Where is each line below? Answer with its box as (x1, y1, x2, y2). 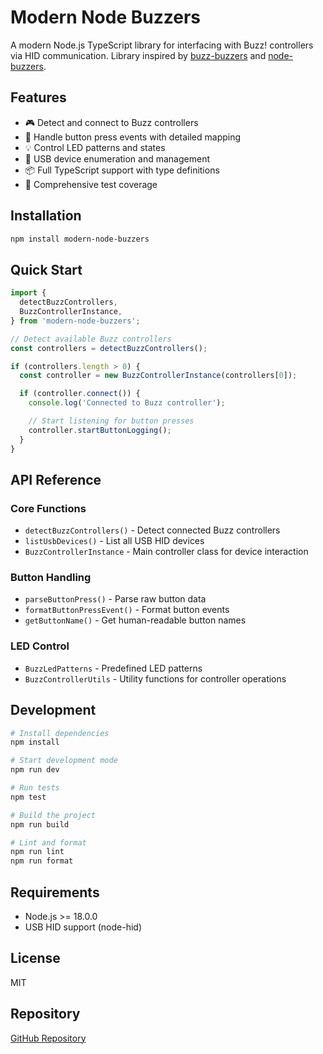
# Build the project (10, 810, 97, 820)
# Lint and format (10, 837, 87, 848)
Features (10, 89, 67, 106)
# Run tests (10, 783, 60, 793)
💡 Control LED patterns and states (24, 141, 166, 153)
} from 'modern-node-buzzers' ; (10, 316, 141, 326)
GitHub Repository (10, 1032, 87, 1044)
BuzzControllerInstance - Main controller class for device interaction (24, 546, 309, 558)
